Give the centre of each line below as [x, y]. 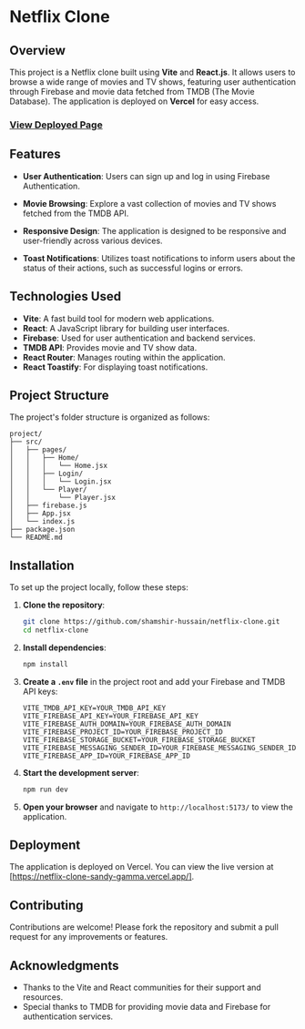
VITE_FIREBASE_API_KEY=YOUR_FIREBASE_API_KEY [110, 716]
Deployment [45, 846]
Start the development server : [81, 772]
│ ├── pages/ [38, 450]
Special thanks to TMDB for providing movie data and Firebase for [147, 1007]
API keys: [40, 691]
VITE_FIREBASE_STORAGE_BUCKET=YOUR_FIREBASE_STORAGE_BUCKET [139, 739]
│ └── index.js [42, 522]
